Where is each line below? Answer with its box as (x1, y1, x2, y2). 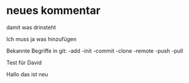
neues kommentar (6, 4, 101, 18)
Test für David (6, 59, 42, 66)
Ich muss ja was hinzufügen (6, 35, 77, 42)
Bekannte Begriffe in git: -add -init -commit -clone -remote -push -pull (6, 47, 184, 55)
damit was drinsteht (6, 24, 56, 31)
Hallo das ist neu (6, 70, 49, 78)
